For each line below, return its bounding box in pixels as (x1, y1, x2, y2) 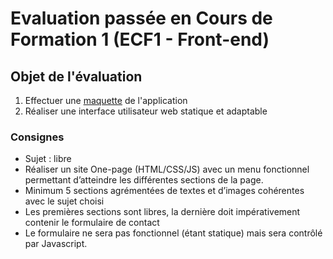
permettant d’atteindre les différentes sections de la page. (24, 174, 264, 186)
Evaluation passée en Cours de (10, 7, 273, 30)
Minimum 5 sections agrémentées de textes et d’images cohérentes (24, 185, 305, 197)
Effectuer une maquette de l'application (24, 95, 188, 106)
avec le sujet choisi (24, 195, 105, 207)
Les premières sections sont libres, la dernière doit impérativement (24, 206, 301, 218)
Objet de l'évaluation (10, 68, 143, 85)
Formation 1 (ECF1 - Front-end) (10, 28, 270, 51)
